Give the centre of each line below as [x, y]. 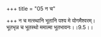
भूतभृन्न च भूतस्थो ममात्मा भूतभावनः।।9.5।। [50, 27]
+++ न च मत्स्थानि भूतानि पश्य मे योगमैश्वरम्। [51, 21]
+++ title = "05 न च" [31, 9]
